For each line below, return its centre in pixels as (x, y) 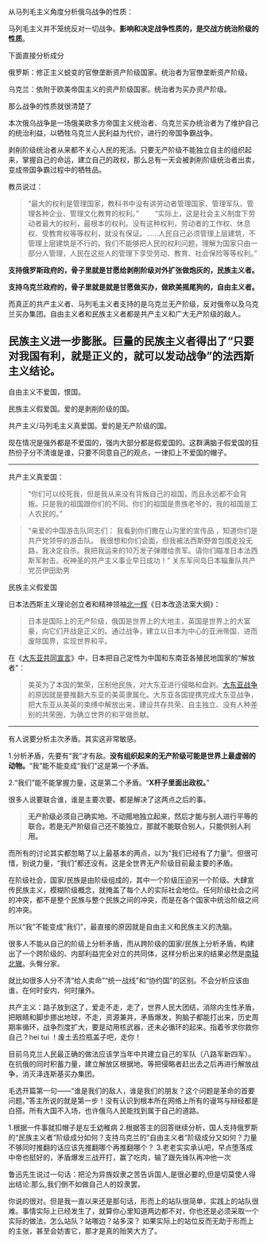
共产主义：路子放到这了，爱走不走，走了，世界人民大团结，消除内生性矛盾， (133, 1007)
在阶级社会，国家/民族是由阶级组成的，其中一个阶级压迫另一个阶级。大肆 (128, 880)
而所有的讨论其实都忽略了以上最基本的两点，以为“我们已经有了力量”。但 (126, 853)
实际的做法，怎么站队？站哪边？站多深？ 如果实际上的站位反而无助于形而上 (131, 1221)
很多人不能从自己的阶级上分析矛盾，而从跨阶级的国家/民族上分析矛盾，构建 (132, 943)
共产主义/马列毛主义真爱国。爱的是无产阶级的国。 (90, 425)
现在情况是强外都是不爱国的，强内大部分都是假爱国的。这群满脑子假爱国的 (130, 442)
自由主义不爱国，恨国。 (46, 391)
